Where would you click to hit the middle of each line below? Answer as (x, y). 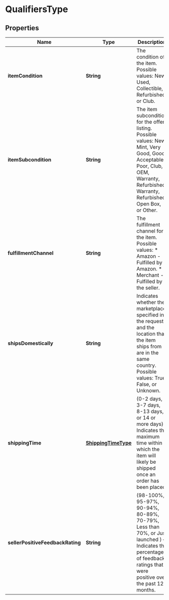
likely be (146, 462)
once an (146, 474)
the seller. (148, 288)
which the (148, 449)
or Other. (147, 210)
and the (146, 328)
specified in (150, 315)
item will (146, 455)
